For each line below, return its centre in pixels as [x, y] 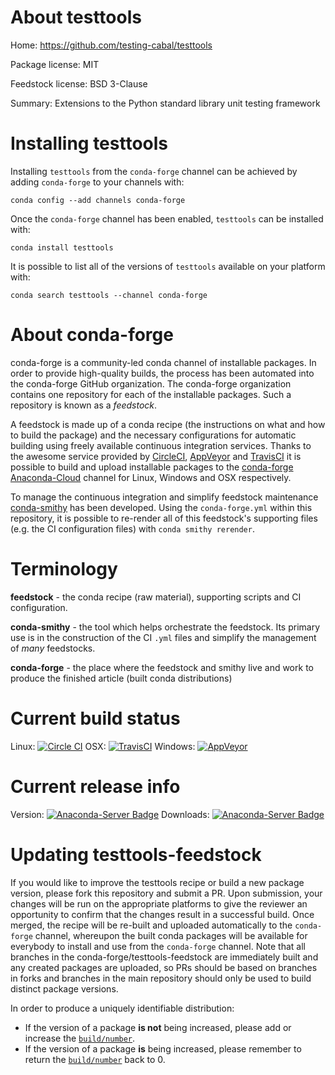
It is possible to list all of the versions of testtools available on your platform [168, 266]
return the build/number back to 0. [95, 1059]
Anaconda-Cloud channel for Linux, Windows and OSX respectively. [151, 477]
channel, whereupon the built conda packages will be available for [171, 935]
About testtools [76, 17]
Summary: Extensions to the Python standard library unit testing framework [165, 103]
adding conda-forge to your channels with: [97, 182]
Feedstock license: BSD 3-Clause [79, 83]
